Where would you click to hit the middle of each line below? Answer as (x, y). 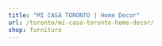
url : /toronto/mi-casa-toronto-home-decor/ (81, 23)
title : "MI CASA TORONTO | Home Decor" (74, 15)
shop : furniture (35, 30)
